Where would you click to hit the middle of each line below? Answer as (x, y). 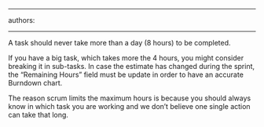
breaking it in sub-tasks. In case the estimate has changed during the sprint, (132, 66)
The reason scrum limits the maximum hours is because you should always (130, 98)
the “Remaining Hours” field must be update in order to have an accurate (126, 74)
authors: (22, 20)
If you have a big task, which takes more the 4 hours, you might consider (126, 58)
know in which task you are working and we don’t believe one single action (129, 106)
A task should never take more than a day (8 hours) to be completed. (119, 43)
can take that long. (38, 115)
